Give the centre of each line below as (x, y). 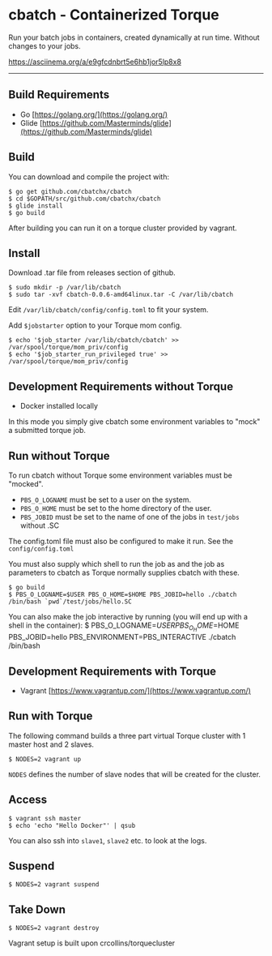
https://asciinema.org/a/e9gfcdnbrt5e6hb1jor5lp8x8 (95, 62)
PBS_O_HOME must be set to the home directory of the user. (116, 508)
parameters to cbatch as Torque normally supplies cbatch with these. (124, 572)
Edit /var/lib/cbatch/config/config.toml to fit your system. (108, 310)
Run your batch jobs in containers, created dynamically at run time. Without (134, 37)
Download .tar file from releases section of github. (92, 272)
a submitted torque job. (47, 431)
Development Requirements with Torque (113, 671)
